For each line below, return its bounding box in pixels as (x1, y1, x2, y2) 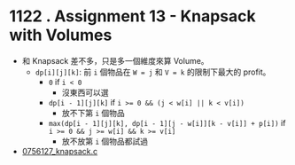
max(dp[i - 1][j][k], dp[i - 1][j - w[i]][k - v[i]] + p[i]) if (48, 117, 286, 128)
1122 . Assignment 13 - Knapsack (9, 6, 257, 27)
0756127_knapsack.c (21, 145, 98, 156)
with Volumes (9, 25, 113, 45)
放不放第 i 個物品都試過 (61, 136, 149, 146)
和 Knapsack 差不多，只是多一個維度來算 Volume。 (21, 55, 210, 66)
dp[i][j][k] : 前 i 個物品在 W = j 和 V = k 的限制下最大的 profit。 (35, 67, 271, 77)
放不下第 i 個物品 (61, 107, 126, 118)
